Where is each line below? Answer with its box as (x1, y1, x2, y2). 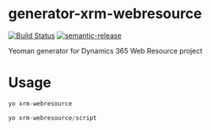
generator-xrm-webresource (8, 5, 202, 23)
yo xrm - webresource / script (8, 113, 97, 122)
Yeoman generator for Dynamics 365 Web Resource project (8, 46, 203, 55)
